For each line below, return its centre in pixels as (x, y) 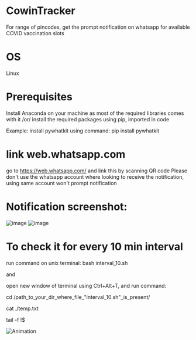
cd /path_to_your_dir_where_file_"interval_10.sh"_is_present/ (78, 297)
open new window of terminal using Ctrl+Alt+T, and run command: (86, 285)
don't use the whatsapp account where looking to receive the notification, (95, 176)
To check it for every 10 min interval (94, 246)
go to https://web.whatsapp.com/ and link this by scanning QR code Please (97, 171)
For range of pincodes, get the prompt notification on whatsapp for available (98, 27)
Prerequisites (39, 97)
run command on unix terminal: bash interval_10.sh (67, 263)
